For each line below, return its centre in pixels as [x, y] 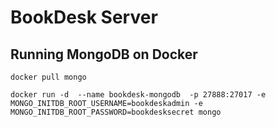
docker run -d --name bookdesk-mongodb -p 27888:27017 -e [138, 95]
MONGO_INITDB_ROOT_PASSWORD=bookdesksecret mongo [116, 112]
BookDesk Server [84, 17]
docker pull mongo [48, 77]
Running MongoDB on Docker [104, 54]
